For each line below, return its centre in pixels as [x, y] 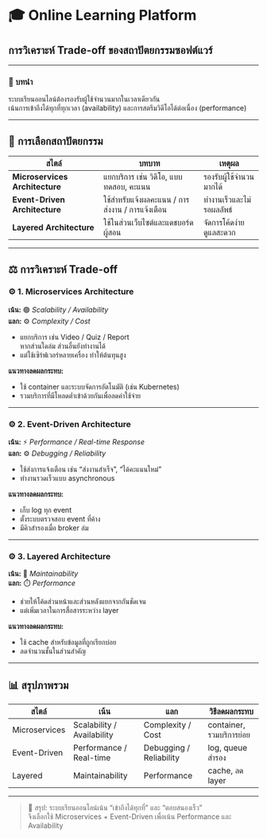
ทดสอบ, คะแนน [127, 187]
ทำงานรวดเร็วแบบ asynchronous [67, 479]
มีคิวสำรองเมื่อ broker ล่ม [54, 528]
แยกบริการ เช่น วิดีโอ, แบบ [143, 177]
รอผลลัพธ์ [218, 210]
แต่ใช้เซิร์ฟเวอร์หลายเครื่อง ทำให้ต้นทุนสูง [73, 355]
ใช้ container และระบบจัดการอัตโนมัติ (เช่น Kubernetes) [100, 386]
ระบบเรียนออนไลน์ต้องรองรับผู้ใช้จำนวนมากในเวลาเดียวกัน [84, 99]
